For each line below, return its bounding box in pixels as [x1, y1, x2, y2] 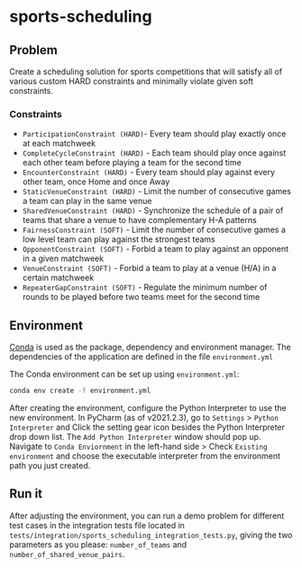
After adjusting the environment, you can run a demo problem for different [9, 510, 285, 521]
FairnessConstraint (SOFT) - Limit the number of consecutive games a [22, 224, 287, 236]
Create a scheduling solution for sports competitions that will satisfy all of [9, 66, 282, 77]
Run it [9, 486, 43, 502]
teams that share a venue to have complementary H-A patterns [22, 215, 257, 226]
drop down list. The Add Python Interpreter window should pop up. [9, 431, 261, 442]
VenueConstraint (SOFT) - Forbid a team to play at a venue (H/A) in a [22, 263, 277, 274]
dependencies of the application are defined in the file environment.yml [9, 351, 273, 362]
